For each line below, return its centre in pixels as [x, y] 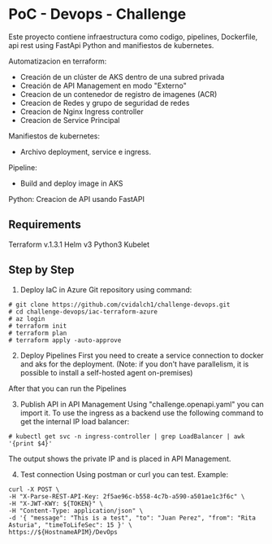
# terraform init [38, 326]
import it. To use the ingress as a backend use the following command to [142, 413]
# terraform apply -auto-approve [65, 340]
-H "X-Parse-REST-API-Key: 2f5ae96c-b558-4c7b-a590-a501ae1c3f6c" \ [127, 496]
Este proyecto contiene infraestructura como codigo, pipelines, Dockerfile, [133, 37]
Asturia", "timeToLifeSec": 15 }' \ [70, 525]
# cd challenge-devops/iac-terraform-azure [83, 311]
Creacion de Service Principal [70, 120]
